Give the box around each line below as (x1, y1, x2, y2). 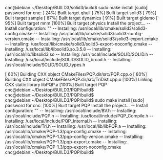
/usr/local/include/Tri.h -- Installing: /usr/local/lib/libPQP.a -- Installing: (5, 123, 147, 129)
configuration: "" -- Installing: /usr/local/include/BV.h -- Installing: (5, 108, 137, 114)
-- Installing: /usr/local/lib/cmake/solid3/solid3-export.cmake (36, 36, 158, 42)
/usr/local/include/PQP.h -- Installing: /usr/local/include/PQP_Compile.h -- (5, 113, 154, 118)
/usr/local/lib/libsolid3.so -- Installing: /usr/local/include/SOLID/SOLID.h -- (5, 51, 154, 57)
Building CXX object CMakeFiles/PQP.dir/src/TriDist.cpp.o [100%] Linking (5, 76, 153, 82)
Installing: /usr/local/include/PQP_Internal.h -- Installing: (5, 118, 118, 124)
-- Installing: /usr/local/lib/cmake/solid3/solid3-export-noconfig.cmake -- (5, 41, 153, 46)
